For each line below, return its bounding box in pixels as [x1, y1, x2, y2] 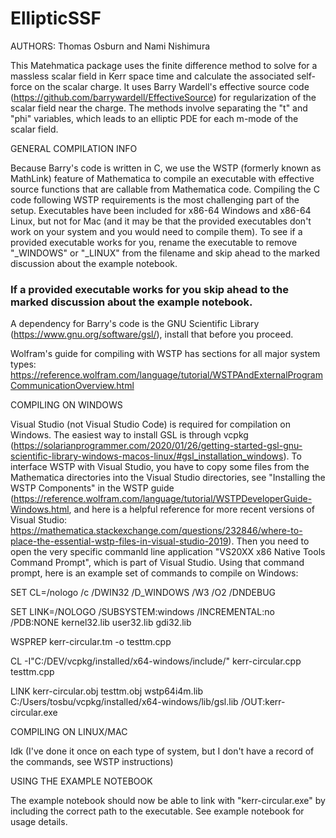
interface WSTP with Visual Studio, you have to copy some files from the [10, 461, 310, 473]
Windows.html [10, 503, 70, 516]
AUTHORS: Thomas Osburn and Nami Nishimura [10, 40, 211, 52]
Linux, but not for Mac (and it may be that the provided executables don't [10, 215, 312, 227]
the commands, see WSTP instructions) [10, 756, 174, 768]
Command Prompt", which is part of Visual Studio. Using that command [10, 557, 305, 569]
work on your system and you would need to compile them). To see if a [10, 225, 303, 237]
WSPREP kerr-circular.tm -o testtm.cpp [10, 636, 172, 648]
